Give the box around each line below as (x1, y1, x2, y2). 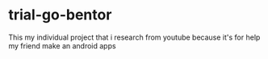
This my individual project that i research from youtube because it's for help (8, 32, 261, 42)
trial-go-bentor (8, 6, 112, 24)
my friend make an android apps (8, 40, 116, 50)
